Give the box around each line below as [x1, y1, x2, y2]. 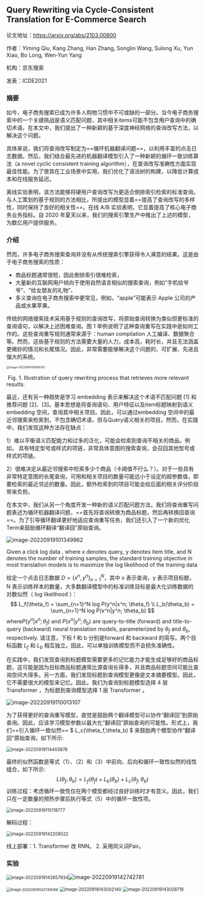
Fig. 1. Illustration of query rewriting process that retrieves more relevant [7, 374, 189, 382]
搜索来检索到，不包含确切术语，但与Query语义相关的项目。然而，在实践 [16, 416, 198, 424]
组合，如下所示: [6, 765, 46, 773]
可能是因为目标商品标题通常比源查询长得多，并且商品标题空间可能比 [22, 663, 193, 670]
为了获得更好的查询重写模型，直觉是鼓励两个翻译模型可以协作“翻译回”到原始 [6, 711, 198, 718]
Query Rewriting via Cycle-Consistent [6, 5, 154, 15]
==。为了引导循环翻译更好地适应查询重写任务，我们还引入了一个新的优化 [6, 516, 190, 524]
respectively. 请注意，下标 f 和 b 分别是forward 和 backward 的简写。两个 [6, 634, 191, 642]
